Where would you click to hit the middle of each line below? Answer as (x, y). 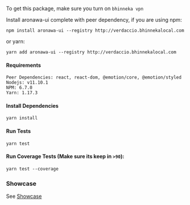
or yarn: (15, 41)
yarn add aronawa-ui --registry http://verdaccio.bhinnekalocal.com (91, 52)
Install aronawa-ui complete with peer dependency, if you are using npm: (94, 20)
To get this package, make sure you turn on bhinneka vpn (75, 8)
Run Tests (18, 131)
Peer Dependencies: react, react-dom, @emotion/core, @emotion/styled (94, 78)
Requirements (24, 65)
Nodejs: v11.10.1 (27, 83)
